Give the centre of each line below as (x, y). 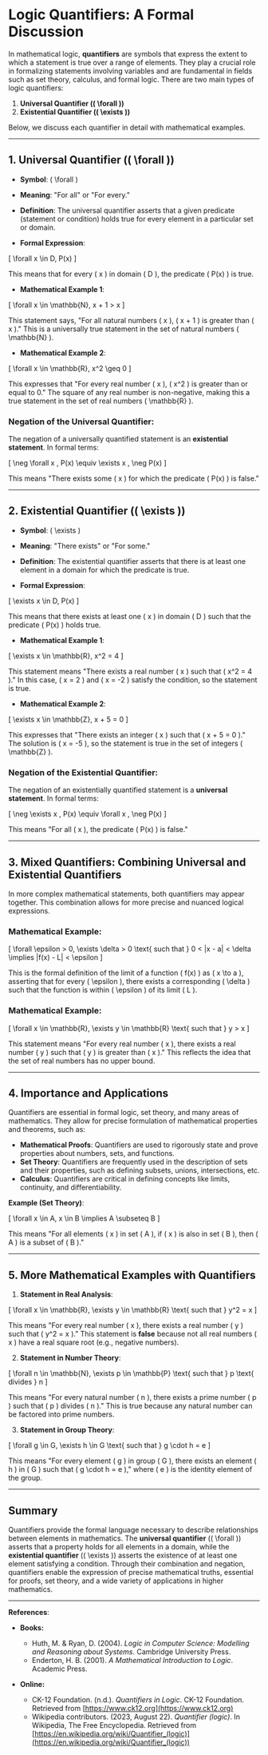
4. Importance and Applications (89, 1093)
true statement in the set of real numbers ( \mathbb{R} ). (101, 401)
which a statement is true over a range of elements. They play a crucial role (132, 62)
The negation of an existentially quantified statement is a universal (118, 790)
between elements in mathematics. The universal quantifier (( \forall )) (125, 1538)
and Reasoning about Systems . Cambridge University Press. (131, 1652)
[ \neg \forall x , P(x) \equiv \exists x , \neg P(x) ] (88, 463)
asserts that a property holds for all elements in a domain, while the (119, 1547)
